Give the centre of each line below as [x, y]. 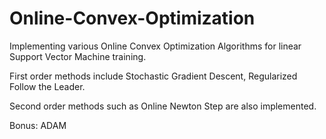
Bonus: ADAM [38, 125]
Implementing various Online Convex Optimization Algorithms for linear [155, 46]
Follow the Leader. [47, 86]
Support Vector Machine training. [78, 56]
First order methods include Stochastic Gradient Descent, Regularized [153, 76]
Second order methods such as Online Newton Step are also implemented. [163, 106]
